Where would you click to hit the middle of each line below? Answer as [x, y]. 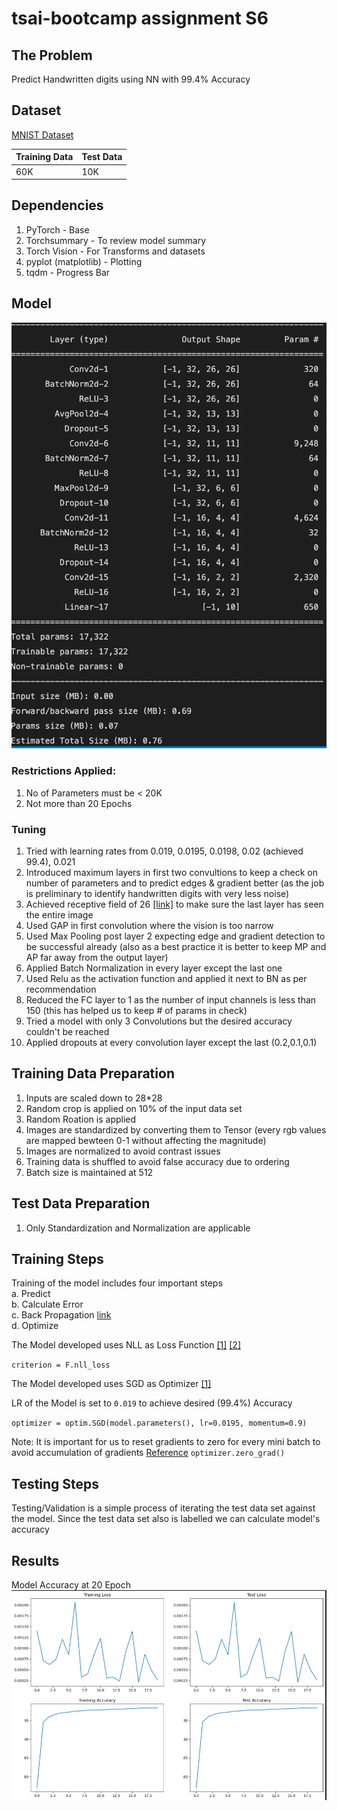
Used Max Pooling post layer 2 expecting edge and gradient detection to [175, 936]
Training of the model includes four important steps [117, 1283]
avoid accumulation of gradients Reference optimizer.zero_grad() [148, 1453]
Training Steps [57, 1259]
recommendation [61, 989]
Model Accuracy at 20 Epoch [71, 1585]
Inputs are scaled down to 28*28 [94, 1098]
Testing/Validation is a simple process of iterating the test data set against [163, 1508]
